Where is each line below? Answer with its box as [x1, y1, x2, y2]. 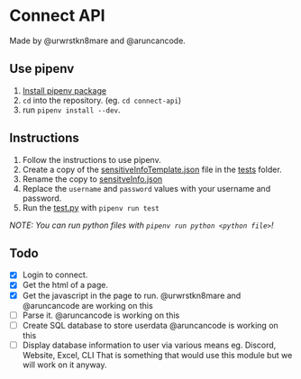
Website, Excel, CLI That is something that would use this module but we [22, 349, 293, 360]
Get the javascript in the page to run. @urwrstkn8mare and [22, 290, 242, 301]
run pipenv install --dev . [22, 104, 121, 115]
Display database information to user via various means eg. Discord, [22, 339, 277, 350]
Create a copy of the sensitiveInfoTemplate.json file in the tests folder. [22, 164, 282, 175]
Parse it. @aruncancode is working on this [22, 310, 180, 320]
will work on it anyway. [22, 359, 107, 370]
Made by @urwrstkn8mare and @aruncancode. [9, 35, 187, 46]
